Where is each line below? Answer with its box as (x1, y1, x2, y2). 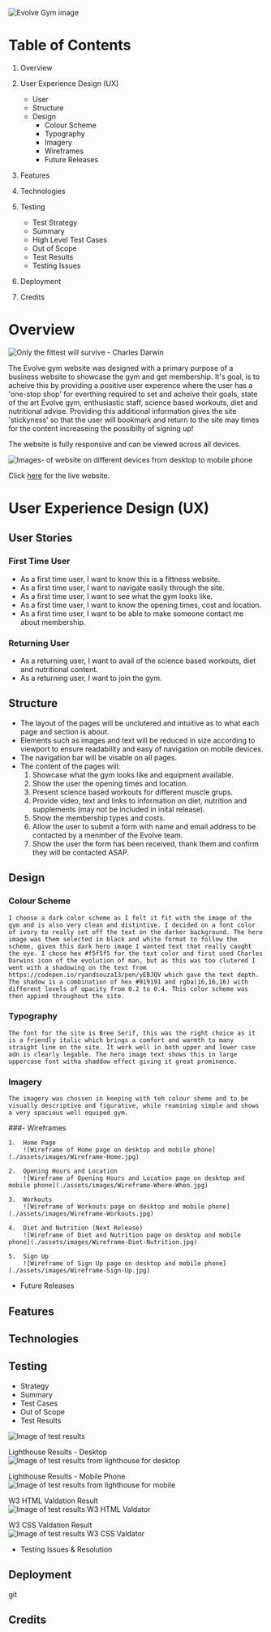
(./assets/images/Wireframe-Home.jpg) (8, 1153, 140, 1161)
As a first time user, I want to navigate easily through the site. (19, 583, 225, 592)
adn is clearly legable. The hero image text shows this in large (8, 1050, 238, 1058)
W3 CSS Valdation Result (8, 1520, 92, 1530)
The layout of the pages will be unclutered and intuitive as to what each (19, 718, 260, 728)
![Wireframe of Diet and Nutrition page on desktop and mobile (23, 1231, 242, 1239)
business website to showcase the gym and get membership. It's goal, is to (8, 372, 260, 381)
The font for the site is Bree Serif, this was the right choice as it (8, 1029, 256, 1037)
